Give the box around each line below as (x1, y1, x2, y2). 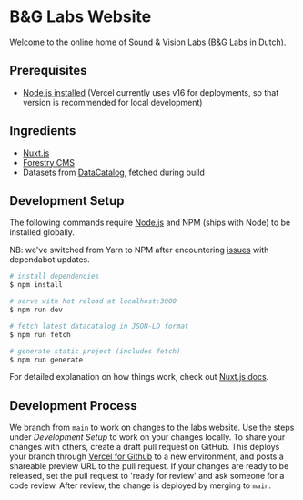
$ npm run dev (9, 305, 64, 314)
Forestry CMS (22, 157, 76, 168)
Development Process (9, 398, 138, 413)
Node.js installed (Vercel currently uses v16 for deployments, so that (22, 87, 279, 97)
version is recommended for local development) (22, 97, 203, 107)
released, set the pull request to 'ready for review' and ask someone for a (9, 471, 285, 482)
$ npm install (9, 281, 64, 290)
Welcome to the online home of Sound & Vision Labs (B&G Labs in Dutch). (9, 36, 287, 47)
